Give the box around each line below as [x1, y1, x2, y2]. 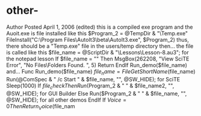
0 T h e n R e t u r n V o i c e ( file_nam [6, 102, 75, 111]
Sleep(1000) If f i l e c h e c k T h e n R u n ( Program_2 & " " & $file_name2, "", [6, 82, 175, 90]
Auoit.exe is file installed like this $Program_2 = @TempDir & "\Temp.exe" [6, 29, 188, 36]
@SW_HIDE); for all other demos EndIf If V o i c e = [6, 96, 127, 103]
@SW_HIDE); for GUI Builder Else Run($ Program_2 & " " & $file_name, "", [6, 90, 187, 97]
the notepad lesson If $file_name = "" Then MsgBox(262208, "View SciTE [6, 55, 190, 62]
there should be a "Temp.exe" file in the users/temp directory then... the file [6, 42, 194, 50]
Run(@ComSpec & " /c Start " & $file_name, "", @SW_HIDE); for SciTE [6, 75, 181, 83]
